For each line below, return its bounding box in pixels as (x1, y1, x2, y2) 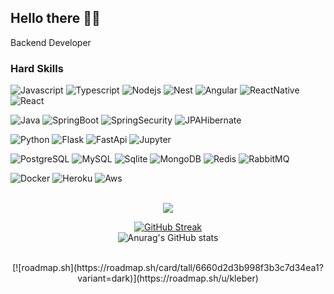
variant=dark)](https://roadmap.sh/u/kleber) (77, 272, 259, 285)
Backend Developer (10, 36, 92, 48)
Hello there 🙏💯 (10, 10, 101, 27)
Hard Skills (10, 61, 64, 75)
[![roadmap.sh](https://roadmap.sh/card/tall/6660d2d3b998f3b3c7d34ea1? (12, 262, 324, 274)
